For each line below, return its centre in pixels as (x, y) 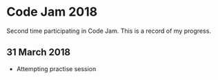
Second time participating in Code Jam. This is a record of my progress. (109, 31)
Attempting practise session (56, 68)
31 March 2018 (38, 52)
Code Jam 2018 (52, 12)
